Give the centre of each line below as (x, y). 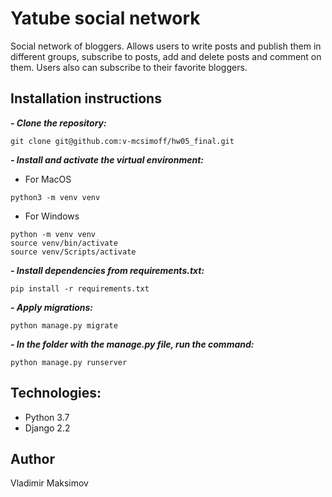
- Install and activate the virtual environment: (107, 159)
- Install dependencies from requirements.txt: (107, 270)
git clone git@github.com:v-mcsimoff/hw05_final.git (122, 141)
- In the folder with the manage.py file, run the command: (132, 344)
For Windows (52, 216)
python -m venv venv (53, 234)
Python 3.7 (47, 417)
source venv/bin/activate (64, 243)
